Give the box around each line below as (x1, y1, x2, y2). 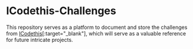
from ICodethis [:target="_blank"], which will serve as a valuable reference (6, 30, 187, 37)
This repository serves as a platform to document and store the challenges (6, 24, 188, 31)
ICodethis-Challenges (6, 4, 116, 18)
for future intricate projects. (6, 36, 73, 43)
